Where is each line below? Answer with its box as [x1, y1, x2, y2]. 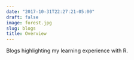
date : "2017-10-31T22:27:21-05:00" [6, 8, 95, 15]
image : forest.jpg [6, 20, 52, 26]
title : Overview [6, 31, 47, 37]
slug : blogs [6, 25, 36, 31]
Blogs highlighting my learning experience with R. [6, 47, 129, 54]
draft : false [6, 14, 39, 20]
